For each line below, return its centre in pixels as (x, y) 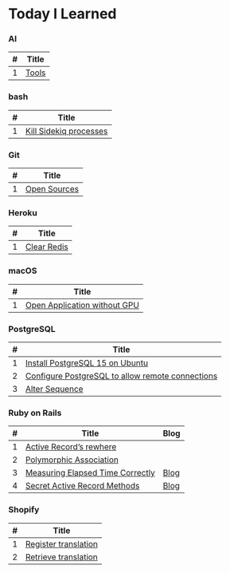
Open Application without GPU (82, 305)
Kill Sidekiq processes (66, 131)
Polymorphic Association (72, 460)
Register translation (61, 543)
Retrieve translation (61, 557)
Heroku (23, 213)
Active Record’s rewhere (71, 447)
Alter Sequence (54, 389)
